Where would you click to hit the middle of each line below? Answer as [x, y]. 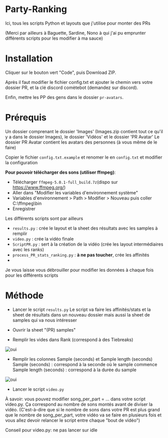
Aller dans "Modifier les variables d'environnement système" [75, 192]
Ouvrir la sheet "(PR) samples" [44, 330]
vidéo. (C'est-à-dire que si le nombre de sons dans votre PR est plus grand [83, 409]
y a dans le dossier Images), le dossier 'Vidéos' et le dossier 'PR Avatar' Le [82, 137]
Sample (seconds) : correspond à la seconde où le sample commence [85, 364]
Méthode [25, 295]
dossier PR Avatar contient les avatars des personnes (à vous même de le [81, 142]
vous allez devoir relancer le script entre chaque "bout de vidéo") [73, 420]
